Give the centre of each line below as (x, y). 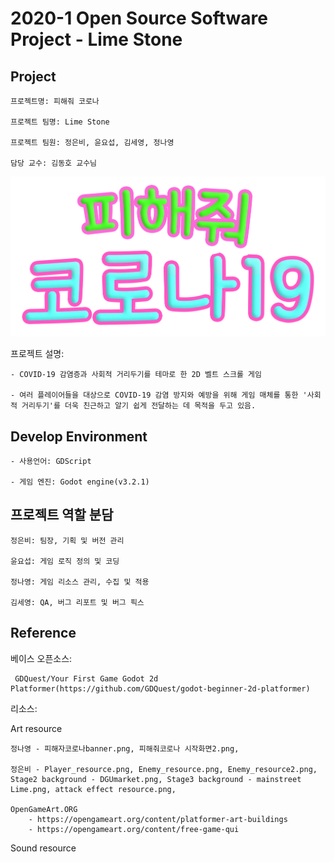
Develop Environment (79, 436)
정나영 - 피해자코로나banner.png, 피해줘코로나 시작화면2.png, (125, 748)
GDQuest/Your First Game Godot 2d (86, 678)
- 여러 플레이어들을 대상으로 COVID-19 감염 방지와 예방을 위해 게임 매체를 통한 (154, 395)
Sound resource (43, 848)
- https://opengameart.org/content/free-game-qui (134, 829)
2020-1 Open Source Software (139, 18)
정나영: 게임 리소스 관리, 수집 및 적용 (80, 582)
